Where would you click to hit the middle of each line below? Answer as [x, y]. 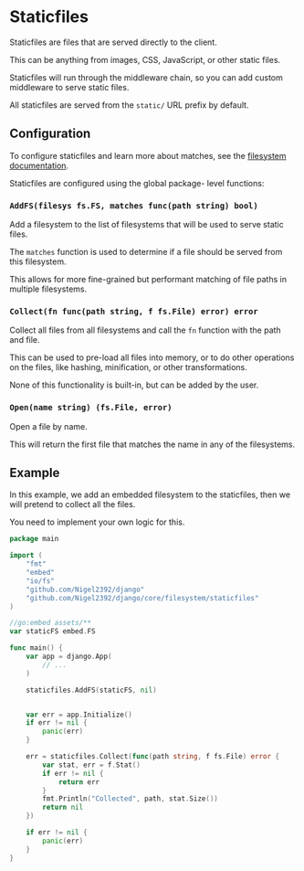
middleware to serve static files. [69, 87]
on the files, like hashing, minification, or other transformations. [129, 367]
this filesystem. [38, 261]
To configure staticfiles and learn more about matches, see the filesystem [148, 155]
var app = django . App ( [69, 657]
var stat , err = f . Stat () [92, 765]
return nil [63, 807]
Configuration [50, 134]
